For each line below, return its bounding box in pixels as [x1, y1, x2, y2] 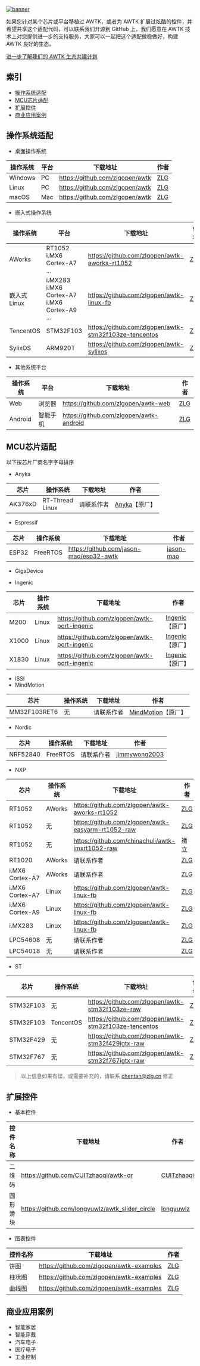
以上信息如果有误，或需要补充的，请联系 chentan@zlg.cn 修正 [20, 1073, 174, 1080]
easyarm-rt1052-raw [73, 825, 136, 834]
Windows [9, 173, 36, 182]
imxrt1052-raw [73, 844, 118, 852]
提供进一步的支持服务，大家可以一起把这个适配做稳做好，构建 [26, 33, 179, 40]
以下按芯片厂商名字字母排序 [6, 459, 74, 466]
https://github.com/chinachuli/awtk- [73, 837, 176, 845]
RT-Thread [42, 496, 73, 505]
